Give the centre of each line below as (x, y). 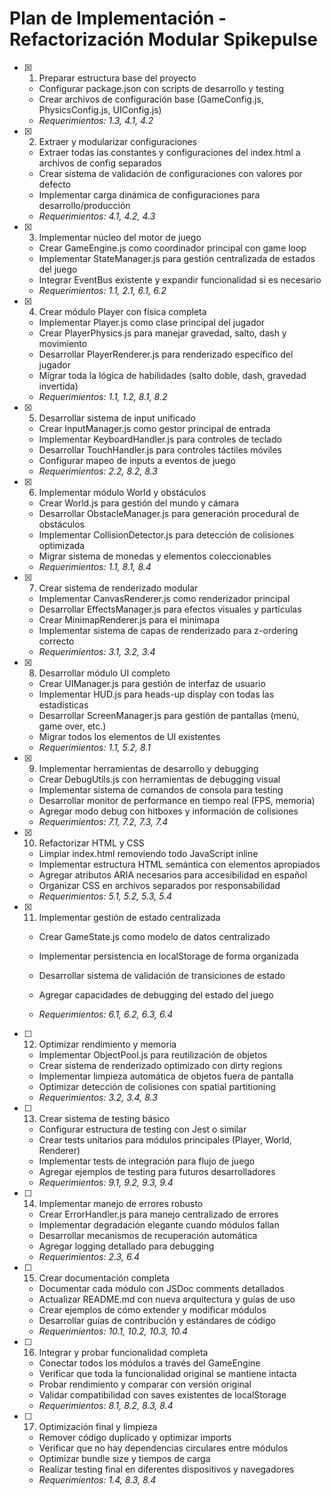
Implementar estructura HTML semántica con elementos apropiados (179, 864)
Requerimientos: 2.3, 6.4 (89, 1256)
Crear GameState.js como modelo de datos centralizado (154, 936)
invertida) (58, 386)
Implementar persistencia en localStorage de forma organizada (168, 956)
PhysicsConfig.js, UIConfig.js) (100, 109)
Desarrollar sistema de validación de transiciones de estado (162, 975)
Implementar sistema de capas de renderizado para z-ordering (168, 630)
